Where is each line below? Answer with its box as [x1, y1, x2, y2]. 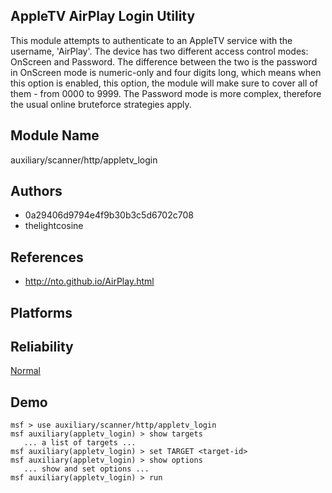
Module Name [10, 127, 100, 144]
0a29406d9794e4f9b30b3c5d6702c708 [24, 209, 194, 221]
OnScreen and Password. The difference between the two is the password [10, 55, 318, 68]
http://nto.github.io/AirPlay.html [24, 275, 155, 288]
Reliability [10, 339, 74, 356]
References [10, 249, 84, 266]
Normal [10, 365, 41, 377]
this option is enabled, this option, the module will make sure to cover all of [10, 77, 318, 89]
